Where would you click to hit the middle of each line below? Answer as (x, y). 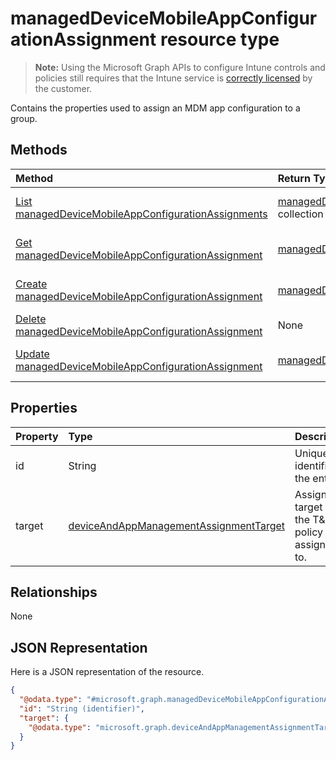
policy (308, 532)
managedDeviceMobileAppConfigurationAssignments (141, 214)
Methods (39, 150)
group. (24, 118)
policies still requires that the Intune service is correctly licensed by (173, 78)
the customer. (63, 88)
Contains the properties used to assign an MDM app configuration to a (155, 108)
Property (37, 436)
